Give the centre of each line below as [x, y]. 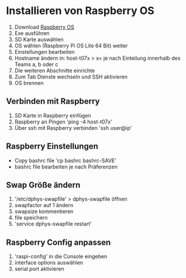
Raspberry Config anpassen [58, 242]
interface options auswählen [49, 263]
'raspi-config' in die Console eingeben [61, 256]
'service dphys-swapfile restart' [53, 224]
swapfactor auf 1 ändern [44, 205]
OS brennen [29, 83]
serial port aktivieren [39, 269]
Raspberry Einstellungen [52, 147]
